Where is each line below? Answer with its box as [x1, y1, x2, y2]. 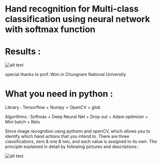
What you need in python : [5, 89, 113, 100]
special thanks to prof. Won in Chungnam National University [5, 72, 126, 77]
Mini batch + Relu [5, 119, 40, 125]
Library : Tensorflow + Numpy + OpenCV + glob [5, 104, 101, 110]
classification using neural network [5, 14, 150, 25]
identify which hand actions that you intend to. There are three [5, 133, 130, 139]
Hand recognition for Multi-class [5, 3, 139, 15]
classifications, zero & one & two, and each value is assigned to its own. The [5, 139, 157, 145]
